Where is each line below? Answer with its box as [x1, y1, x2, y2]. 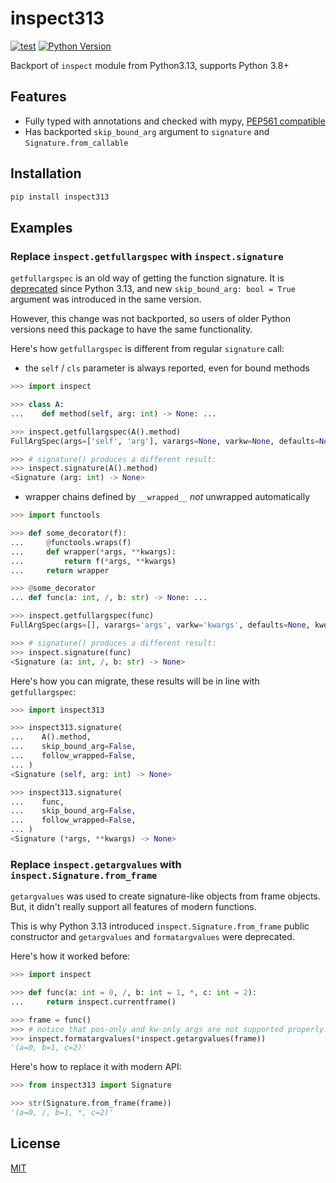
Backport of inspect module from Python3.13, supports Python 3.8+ [10, 59, 290, 71]
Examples [10, 219, 73, 236]
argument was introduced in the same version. [10, 293, 202, 306]
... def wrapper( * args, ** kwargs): [10, 547, 177, 557]
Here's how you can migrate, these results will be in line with [10, 675, 260, 687]
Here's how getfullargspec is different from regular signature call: [10, 343, 285, 355]
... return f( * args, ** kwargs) [10, 556, 177, 566]
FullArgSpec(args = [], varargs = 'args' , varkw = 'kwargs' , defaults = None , [10, 620, 311, 630]
